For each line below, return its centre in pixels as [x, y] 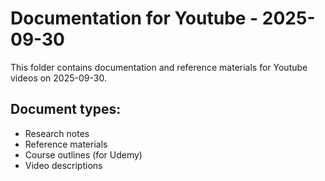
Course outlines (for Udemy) [83, 154]
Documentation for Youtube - [134, 18]
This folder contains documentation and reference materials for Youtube [159, 67]
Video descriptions [63, 165]
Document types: [66, 109]
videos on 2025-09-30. [58, 78]
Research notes [57, 133]
